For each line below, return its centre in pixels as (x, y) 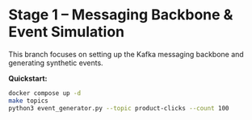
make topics (28, 101)
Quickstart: (28, 78)
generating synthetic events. (56, 63)
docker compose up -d (45, 93)
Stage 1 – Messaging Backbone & (121, 15)
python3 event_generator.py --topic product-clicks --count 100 (119, 108)
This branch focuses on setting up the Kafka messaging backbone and (126, 54)
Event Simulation (67, 32)
